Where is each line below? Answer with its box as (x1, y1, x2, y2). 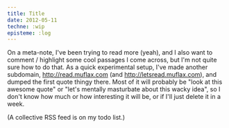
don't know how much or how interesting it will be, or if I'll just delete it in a (7, 93, 221, 101)
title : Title (7, 10, 45, 17)
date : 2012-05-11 (7, 17, 58, 24)
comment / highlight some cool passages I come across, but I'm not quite (7, 56, 217, 64)
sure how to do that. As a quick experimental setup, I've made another (7, 63, 208, 71)
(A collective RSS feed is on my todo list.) (7, 113, 126, 122)
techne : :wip (7, 23, 45, 30)
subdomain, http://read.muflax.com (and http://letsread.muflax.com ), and (7, 71, 217, 79)
